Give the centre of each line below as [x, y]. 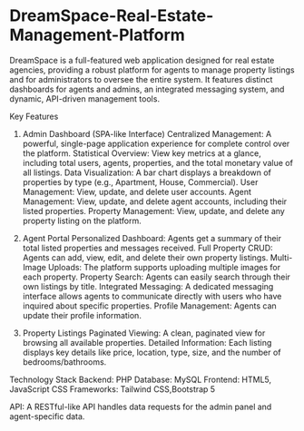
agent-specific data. [47, 416]
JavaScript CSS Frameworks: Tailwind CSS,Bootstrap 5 [113, 389]
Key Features [34, 116]
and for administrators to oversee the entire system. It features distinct [141, 79]
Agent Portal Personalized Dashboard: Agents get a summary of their [152, 238]
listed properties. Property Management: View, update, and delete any [154, 211]
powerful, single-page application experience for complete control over [156, 143]
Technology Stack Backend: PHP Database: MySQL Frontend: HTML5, [141, 379]
